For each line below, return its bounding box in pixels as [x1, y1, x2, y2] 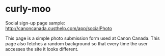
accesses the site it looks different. [5, 46, 79, 52]
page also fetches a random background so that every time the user [5, 40, 148, 46]
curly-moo [5, 3, 51, 15]
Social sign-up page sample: [5, 20, 65, 26]
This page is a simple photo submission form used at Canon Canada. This [5, 35, 160, 41]
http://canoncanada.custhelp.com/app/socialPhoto [5, 25, 112, 31]
